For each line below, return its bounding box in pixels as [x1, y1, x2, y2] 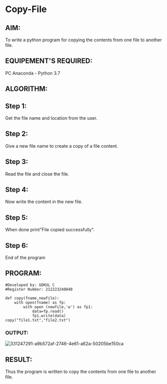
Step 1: [5, 102, 27, 110]
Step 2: [5, 130, 29, 138]
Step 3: [5, 157, 29, 166]
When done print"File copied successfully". [5, 227, 95, 233]
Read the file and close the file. [5, 171, 69, 177]
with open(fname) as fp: [14, 300, 66, 305]
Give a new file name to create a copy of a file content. [5, 143, 118, 149]
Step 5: [5, 213, 29, 222]
